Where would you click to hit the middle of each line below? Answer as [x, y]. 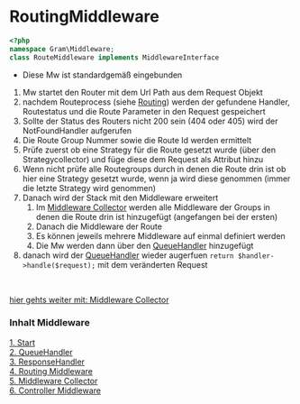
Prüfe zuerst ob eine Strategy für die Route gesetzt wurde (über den [149, 150]
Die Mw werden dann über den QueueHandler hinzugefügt [145, 245]
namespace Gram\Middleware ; [62, 49]
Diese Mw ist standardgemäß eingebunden [102, 75]
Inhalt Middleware [50, 323]
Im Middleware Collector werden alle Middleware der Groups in [153, 207]
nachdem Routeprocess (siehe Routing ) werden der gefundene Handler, [156, 102]
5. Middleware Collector [54, 381]
